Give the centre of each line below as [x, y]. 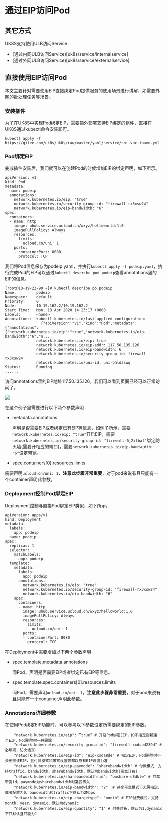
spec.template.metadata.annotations [50, 662]
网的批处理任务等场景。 [29, 97]
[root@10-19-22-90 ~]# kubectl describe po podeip [59, 288]
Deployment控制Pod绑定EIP [39, 494]
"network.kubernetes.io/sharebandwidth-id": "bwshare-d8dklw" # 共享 [87, 777]
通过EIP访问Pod [38, 10]
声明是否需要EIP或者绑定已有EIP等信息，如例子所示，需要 [72, 428]
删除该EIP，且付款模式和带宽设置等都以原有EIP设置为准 [58, 761]
